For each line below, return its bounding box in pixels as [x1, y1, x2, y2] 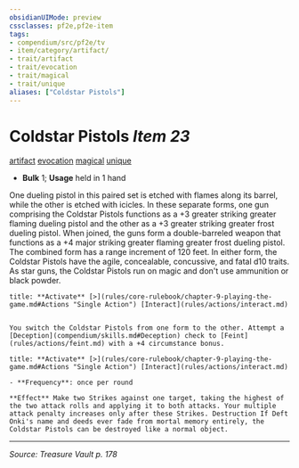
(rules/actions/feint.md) [9, 340, 105, 349]
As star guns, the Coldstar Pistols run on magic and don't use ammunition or [9, 266, 289, 276]
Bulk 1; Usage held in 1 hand [21, 173, 126, 184]
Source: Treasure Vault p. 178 [9, 449, 117, 460]
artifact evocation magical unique [9, 155, 132, 166]
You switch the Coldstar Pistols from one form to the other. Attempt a [9, 324, 285, 333]
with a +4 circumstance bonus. [108, 340, 225, 349]
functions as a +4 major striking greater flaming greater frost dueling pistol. [9, 237, 286, 248]
